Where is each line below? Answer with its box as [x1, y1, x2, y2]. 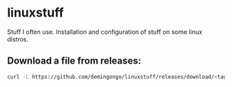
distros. [7, 35, 29, 43]
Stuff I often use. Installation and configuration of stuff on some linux [7, 28, 202, 36]
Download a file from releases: [7, 55, 142, 67]
